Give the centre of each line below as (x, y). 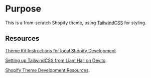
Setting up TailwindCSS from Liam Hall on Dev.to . (56, 60)
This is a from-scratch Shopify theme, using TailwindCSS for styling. (76, 23)
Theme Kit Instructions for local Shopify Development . (61, 50)
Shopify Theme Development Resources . (48, 70)
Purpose (23, 9)
